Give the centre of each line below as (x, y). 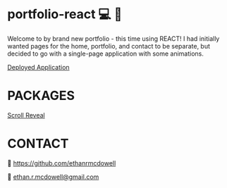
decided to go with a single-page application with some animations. (106, 54)
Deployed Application (38, 67)
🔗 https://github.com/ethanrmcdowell (62, 163)
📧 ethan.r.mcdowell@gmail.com (53, 177)
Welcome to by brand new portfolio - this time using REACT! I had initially (114, 38)
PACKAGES (41, 96)
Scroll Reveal (26, 115)
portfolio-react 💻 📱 (65, 14)
